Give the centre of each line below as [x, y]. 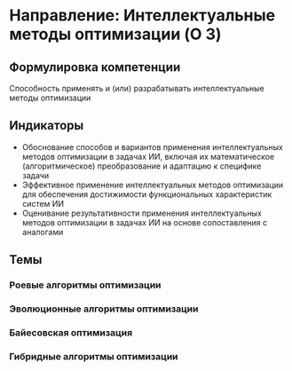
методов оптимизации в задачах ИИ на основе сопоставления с [145, 222]
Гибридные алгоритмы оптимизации [94, 356]
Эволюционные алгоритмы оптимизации [104, 309]
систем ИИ [43, 203]
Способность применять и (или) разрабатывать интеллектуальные [137, 88]
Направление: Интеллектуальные [142, 16]
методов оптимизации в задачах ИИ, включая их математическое [148, 156]
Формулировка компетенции [95, 67]
